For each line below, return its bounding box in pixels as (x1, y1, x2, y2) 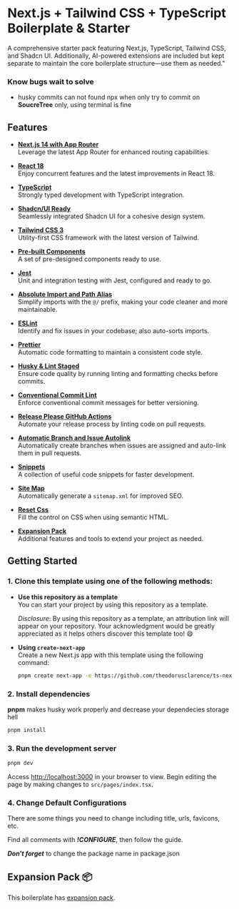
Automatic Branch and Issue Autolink (17, 434, 131, 442)
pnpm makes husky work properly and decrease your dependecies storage (7, 705, 230, 714)
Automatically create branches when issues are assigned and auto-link (17, 441, 227, 450)
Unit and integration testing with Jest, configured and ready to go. (17, 276, 212, 285)
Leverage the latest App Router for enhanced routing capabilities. (17, 148, 210, 156)
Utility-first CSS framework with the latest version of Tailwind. (17, 233, 200, 242)
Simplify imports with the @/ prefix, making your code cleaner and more (17, 298, 228, 306)
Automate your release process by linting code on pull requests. (17, 420, 206, 429)
